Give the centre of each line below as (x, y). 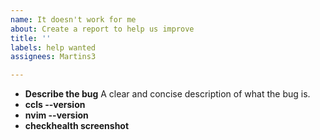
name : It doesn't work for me (73, 19)
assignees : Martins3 (53, 57)
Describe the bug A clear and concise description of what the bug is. (167, 94)
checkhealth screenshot (77, 126)
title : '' (31, 38)
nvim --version (56, 115)
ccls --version (55, 105)
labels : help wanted (53, 47)
